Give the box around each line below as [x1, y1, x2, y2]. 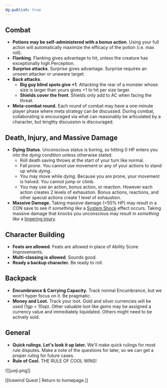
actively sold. [12, 314, 40, 320]
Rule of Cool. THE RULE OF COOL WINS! [12, 357, 97, 363]
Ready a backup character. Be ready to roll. [12, 260, 103, 266]
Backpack [5, 274, 37, 283]
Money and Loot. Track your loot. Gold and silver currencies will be [12, 298, 152, 304]
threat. [19, 98, 34, 104]
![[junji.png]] [5, 367, 31, 373]
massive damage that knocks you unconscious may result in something [12, 211, 160, 217]
